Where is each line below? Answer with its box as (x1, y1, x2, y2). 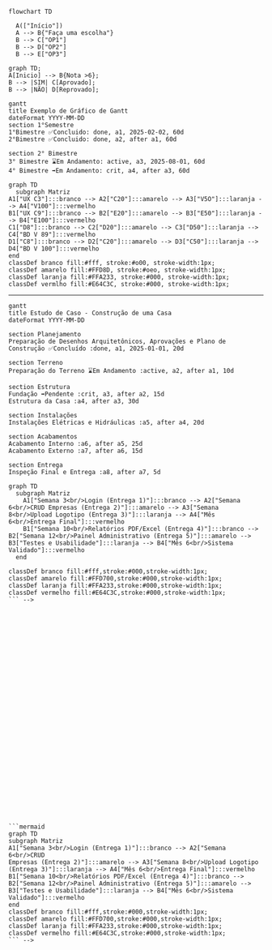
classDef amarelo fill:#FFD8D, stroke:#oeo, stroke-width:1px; (8, 266, 227, 274)
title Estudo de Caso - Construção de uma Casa (8, 309, 172, 317)
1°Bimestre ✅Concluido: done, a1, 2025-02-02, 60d (8, 128, 185, 136)
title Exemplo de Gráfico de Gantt (8, 107, 129, 115)
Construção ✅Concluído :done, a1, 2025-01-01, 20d (8, 344, 185, 353)
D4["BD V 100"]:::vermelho (8, 245, 100, 253)
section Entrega (8, 461, 63, 469)
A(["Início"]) (15, 22, 63, 30)
